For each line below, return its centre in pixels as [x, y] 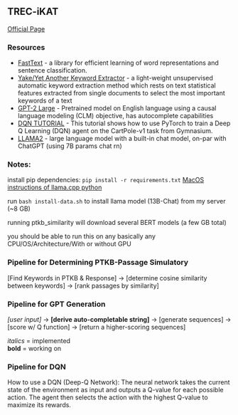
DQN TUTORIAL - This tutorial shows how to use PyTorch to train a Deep [124, 123]
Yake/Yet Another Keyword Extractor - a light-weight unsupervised [115, 78]
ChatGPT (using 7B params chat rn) [70, 146]
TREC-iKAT [33, 12]
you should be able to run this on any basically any [82, 236]
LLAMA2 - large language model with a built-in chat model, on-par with [122, 139]
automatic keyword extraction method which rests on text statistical [117, 85]
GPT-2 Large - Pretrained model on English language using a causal [117, 108]
